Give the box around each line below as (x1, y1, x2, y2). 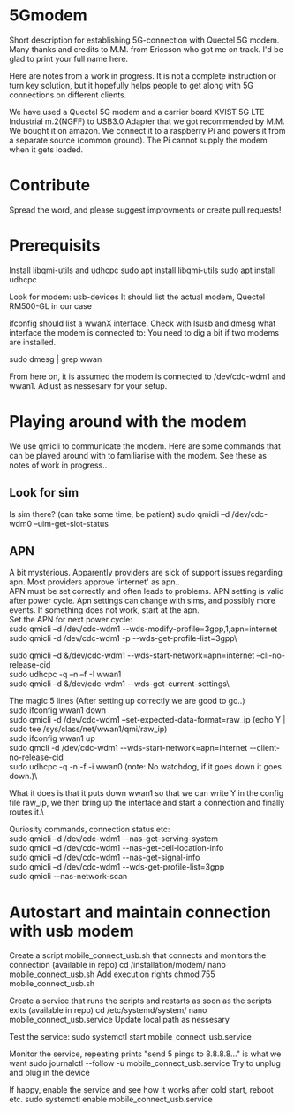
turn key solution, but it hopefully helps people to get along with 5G (9, 80, 254, 90)
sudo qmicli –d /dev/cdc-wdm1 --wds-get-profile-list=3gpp (9, 862, 225, 872)
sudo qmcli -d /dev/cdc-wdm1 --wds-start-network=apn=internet (9, 743, 248, 754)
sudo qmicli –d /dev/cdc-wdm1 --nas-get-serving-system (9, 833, 219, 844)
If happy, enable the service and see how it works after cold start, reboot (9, 1085, 274, 1095)
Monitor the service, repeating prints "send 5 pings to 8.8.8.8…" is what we (9, 1048, 282, 1059)
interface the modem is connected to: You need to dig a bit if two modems (9, 327, 280, 337)
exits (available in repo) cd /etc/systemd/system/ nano (9, 1005, 207, 1016)
